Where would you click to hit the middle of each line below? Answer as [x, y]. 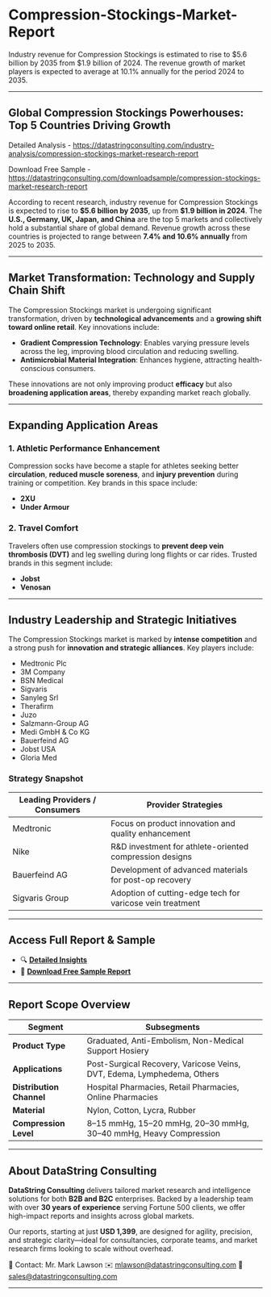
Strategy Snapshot [46, 778]
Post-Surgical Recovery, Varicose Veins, [164, 1064]
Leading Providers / [58, 799]
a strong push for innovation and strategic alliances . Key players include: [131, 648]
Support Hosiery [118, 1051]
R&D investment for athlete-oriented [179, 846]
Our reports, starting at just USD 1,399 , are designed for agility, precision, [130, 1232]
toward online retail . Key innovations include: [84, 327]
